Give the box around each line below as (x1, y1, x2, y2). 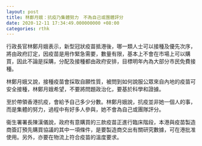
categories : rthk (6, 25, 50, 32)
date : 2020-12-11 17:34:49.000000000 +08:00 (6, 20, 120, 26)
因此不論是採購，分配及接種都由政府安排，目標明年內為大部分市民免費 (16, 58, 191, 65)
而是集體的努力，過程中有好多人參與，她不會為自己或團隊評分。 (6, 106, 164, 113)
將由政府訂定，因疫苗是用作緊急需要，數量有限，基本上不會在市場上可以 (6, 50, 185, 58)
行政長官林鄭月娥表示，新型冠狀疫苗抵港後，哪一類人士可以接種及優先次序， (6, 43, 196, 50)
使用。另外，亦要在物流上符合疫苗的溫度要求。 (6, 133, 122, 141)
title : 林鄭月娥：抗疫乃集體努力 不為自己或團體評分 (6, 14, 124, 20)
